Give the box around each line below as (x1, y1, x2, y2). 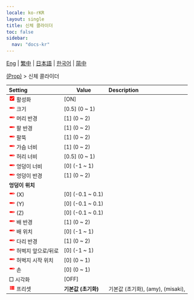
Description (108, 86, 139, 94)
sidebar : (6, 35, 28, 42)
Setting (8, 86, 28, 94)
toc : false (6, 29, 34, 35)
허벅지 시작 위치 (16, 257, 54, 264)
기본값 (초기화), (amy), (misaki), (108, 285, 186, 292)
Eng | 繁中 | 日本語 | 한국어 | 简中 (6, 60, 87, 66)
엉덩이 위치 (8, 182, 35, 188)
